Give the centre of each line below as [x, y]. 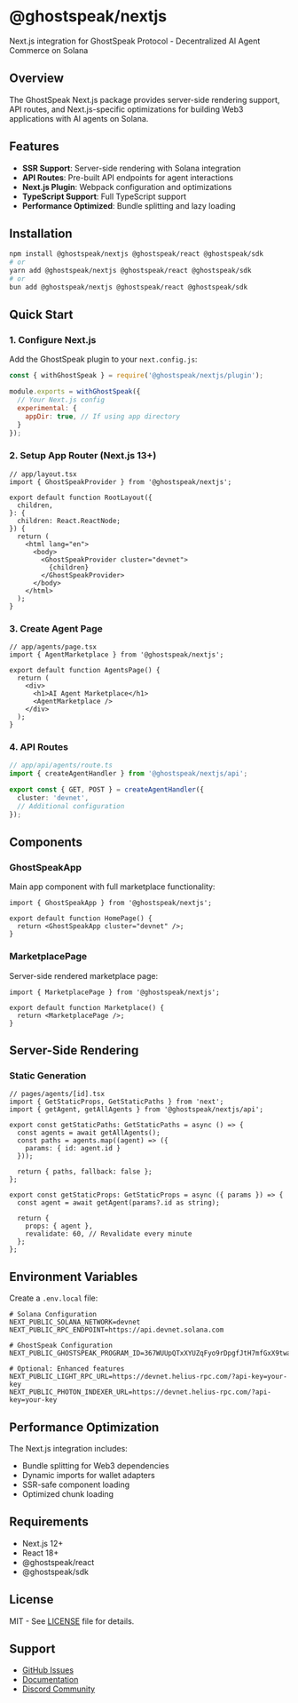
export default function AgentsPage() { [85, 671]
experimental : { [47, 409]
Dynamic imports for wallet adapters [88, 1475]
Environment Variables [74, 1277]
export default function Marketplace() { [87, 1007]
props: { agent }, [59, 1226]
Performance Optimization [84, 1427]
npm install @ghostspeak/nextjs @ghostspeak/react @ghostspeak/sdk [137, 254]
